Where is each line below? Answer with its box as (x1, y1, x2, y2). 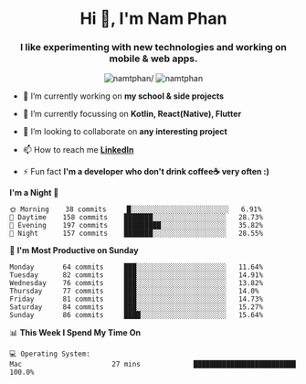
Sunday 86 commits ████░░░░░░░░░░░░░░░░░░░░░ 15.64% (9, 311, 263, 320)
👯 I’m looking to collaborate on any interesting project (22, 126, 228, 137)
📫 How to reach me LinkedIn (22, 144, 134, 155)
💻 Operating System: (9, 349, 91, 359)
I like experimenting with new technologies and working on (19, 41, 288, 54)
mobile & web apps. (109, 52, 198, 65)
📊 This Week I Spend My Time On (9, 327, 142, 338)
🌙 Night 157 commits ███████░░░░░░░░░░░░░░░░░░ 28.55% (9, 229, 263, 239)
